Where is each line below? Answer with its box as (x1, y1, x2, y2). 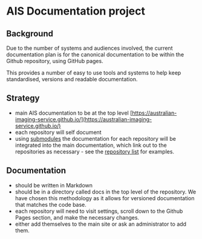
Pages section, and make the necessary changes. (15, 214, 140, 221)
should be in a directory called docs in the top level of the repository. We (15, 188, 197, 195)
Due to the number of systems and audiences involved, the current (6, 44, 173, 52)
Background (6, 29, 53, 39)
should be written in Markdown (15, 181, 93, 189)
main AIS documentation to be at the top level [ (15, 109, 132, 116)
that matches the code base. (15, 201, 86, 208)
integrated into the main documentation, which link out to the (15, 141, 168, 149)
